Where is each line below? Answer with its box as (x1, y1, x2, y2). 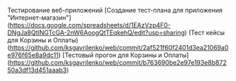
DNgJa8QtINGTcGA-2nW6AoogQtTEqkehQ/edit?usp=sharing (7, 28, 185, 37)
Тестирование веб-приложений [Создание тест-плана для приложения (7, 6, 223, 14)
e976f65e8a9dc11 (7, 51, 58, 59)
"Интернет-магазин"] (7, 13, 72, 22)
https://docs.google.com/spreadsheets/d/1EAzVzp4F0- (9, 21, 171, 29)
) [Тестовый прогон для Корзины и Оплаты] (58, 51, 189, 59)
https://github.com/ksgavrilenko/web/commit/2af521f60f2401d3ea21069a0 (9, 44, 229, 51)
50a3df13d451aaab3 (7, 66, 67, 74)
